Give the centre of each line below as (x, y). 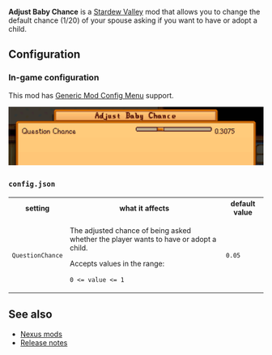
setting (38, 208)
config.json (32, 184)
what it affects (144, 208)
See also (30, 315)
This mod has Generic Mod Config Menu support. (91, 95)
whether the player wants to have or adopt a (143, 240)
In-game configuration (54, 78)
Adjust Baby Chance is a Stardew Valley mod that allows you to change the (134, 12)
